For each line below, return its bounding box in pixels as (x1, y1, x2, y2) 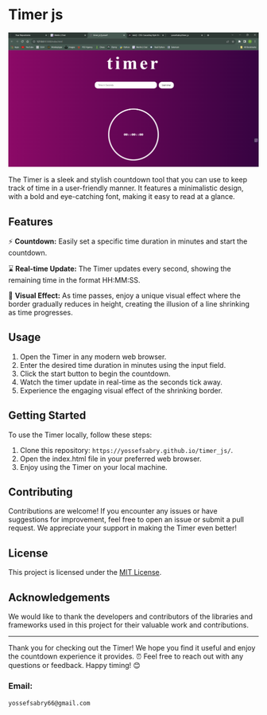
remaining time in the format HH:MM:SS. (8, 275, 141, 284)
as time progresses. (8, 307, 73, 317)
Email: (8, 680, 33, 691)
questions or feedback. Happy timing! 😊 (8, 661, 141, 670)
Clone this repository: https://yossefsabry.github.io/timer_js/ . (19, 445, 234, 455)
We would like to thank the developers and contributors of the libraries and (8, 611, 253, 622)
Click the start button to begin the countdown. (19, 369, 171, 378)
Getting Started (8, 408, 87, 423)
